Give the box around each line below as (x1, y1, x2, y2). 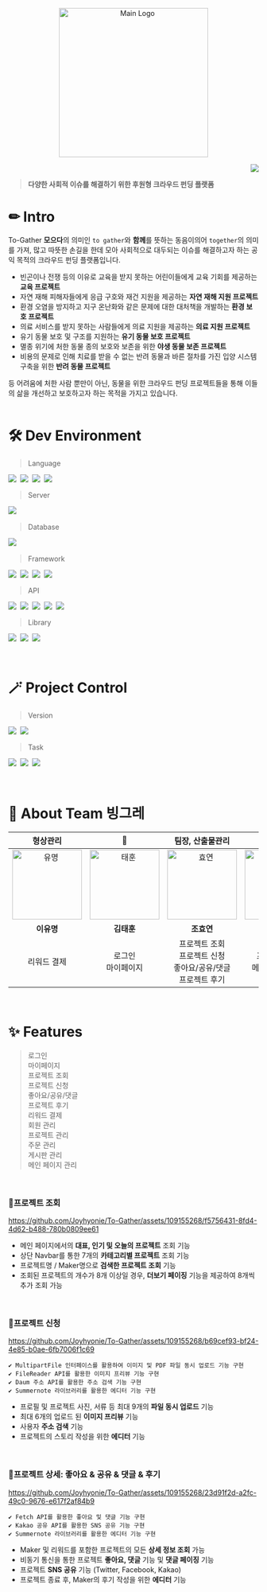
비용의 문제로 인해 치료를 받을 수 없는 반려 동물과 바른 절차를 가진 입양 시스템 (19, 351, 257, 361)
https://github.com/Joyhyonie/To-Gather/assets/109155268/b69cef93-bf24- (8, 1337, 259, 1346)
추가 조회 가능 (19, 1280, 63, 1290)
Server (27, 490, 50, 500)
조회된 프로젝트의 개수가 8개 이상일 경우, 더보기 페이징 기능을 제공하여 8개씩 (19, 1270, 256, 1280)
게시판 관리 (27, 1150, 63, 1159)
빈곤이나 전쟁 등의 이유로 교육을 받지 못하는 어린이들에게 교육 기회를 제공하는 (19, 271, 258, 282)
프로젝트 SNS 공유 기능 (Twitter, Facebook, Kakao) (19, 1564, 181, 1574)
